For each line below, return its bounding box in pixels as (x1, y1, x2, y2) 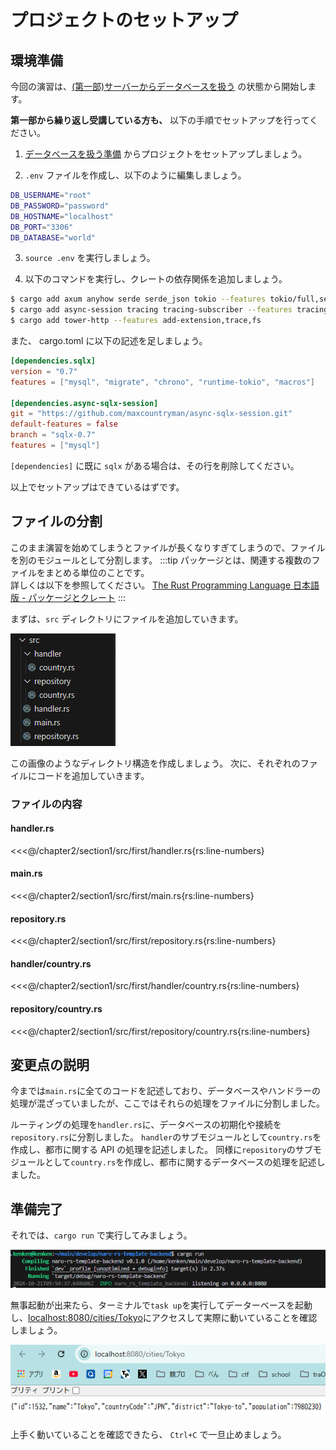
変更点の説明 (10, 1057, 90, 1074)
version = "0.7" (10, 366, 78, 376)
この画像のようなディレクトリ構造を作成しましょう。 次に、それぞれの (10, 757, 301, 769)
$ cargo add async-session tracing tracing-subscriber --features (10, 305, 293, 315)
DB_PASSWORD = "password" (10, 201, 110, 211)
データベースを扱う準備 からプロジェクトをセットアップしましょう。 (24, 148, 308, 160)
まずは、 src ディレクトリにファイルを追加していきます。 (10, 612, 244, 625)
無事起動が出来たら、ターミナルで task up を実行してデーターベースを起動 (10, 1299, 313, 1311)
